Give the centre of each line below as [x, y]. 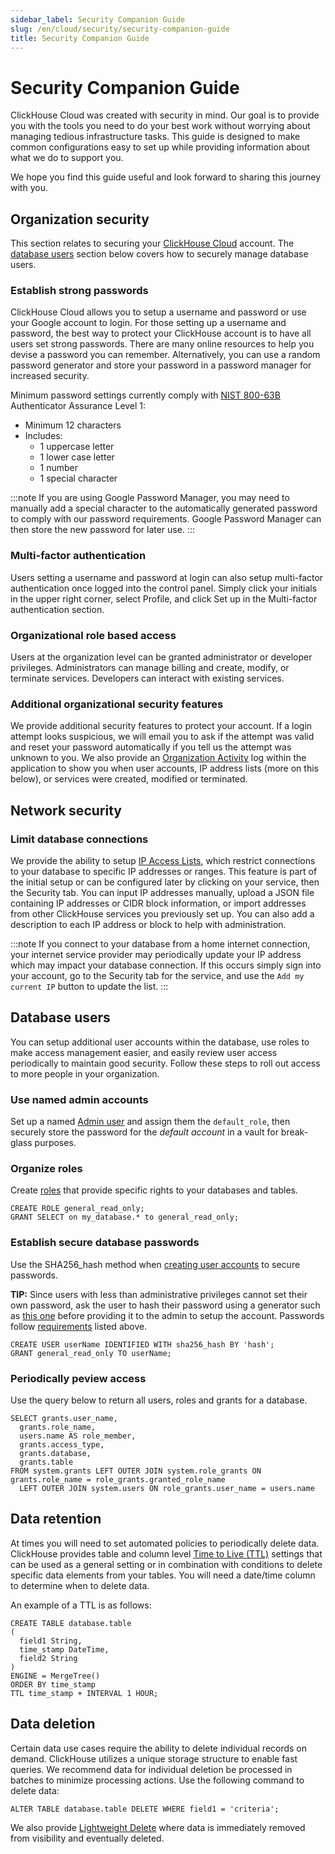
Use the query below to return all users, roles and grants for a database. [159, 1400]
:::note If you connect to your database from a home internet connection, [160, 944]
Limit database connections [79, 839]
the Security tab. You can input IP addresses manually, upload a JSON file [162, 892]
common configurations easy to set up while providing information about [160, 147]
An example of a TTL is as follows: [81, 1605]
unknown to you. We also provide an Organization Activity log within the [158, 758]
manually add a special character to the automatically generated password [164, 508]
